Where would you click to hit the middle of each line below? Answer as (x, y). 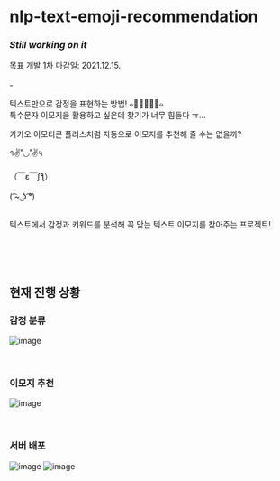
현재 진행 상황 (45, 292)
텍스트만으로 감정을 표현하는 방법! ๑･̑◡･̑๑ (86, 104)
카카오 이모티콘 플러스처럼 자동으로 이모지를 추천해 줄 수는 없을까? (126, 134)
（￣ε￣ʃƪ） (31, 177)
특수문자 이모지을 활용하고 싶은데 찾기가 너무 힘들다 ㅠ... (108, 116)
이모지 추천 (32, 384)
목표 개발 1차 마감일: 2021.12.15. (65, 66)
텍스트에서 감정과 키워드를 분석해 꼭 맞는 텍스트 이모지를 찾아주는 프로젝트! (140, 225)
